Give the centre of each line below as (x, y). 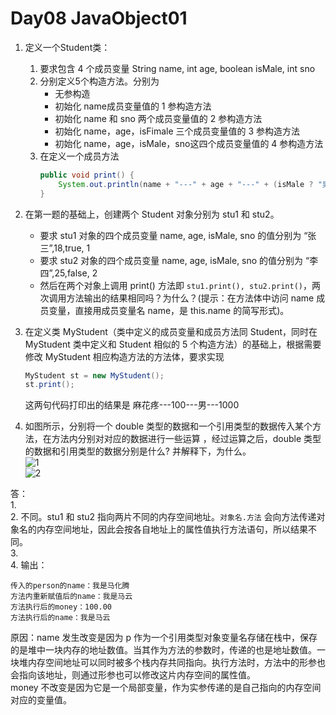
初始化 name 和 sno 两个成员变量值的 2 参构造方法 (158, 118)
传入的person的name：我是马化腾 (70, 586)
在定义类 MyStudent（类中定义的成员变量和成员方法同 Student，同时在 (171, 331)
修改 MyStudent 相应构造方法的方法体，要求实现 (124, 356)
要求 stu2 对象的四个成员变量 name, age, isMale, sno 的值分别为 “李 (179, 260)
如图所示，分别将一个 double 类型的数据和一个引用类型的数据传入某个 (168, 426)
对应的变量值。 (41, 700)
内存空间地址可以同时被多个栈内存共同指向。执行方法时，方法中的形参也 (176, 663)
